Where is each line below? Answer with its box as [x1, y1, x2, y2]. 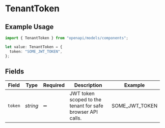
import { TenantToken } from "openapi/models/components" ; [5, 35, 129, 40]
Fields [5, 67, 25, 75]
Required [43, 82, 65, 89]
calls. [69, 115, 82, 122]
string [25, 102, 38, 109]
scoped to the [69, 96, 102, 103]
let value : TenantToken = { [5, 44, 63, 49]
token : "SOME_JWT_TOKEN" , [9, 49, 63, 54]
